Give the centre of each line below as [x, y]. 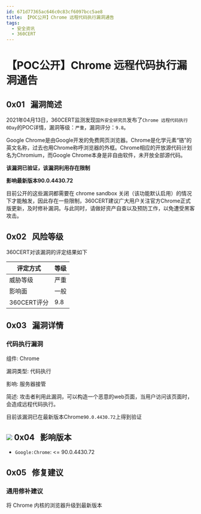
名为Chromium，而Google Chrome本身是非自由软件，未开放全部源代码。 [96, 155]
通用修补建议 [25, 491]
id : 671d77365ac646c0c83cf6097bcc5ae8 [54, 12]
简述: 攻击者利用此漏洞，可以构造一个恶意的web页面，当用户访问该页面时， [99, 397]
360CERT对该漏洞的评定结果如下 [47, 252]
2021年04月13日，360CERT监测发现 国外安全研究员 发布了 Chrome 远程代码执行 [97, 120]
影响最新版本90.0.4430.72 [40, 181]
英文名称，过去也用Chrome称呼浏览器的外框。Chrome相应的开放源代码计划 [99, 148]
